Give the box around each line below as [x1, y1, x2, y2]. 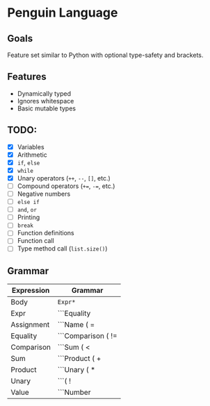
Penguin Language [7, 5, 118, 21]
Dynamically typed [17, 89, 72, 98]
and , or [17, 205, 37, 214]
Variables [17, 142, 45, 151]
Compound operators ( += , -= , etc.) [17, 182, 115, 190]
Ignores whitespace [17, 96, 74, 105]
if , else [17, 158, 40, 167]
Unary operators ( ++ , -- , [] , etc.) [17, 174, 111, 182]
